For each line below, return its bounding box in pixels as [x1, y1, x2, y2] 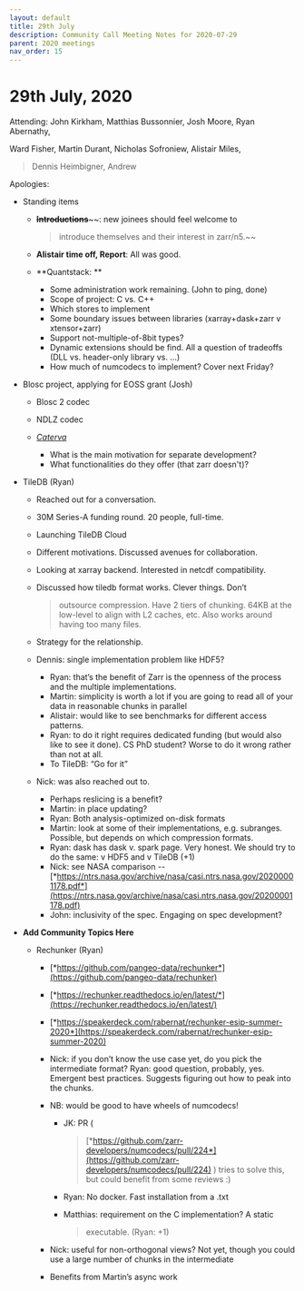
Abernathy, [9, 126, 51, 137]
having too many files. [58, 619, 142, 630]
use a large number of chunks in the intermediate [49, 1254, 234, 1265]
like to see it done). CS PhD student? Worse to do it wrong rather [49, 739, 292, 750]
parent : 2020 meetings [9, 38, 95, 48]
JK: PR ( [63, 1118, 93, 1128]
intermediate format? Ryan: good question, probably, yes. [49, 1063, 265, 1074]
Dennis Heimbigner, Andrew [31, 161, 137, 172]
